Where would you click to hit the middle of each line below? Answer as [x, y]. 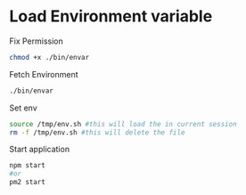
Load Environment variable [111, 16]
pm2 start [28, 183]
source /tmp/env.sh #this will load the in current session [123, 124]
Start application [39, 150]
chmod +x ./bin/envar [49, 57]
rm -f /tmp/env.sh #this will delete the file [97, 132]
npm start [28, 166]
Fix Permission [37, 41]
